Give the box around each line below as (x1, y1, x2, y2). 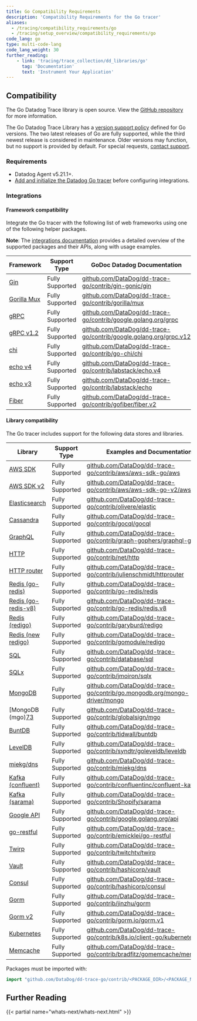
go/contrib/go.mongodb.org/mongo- (86, 688, 189, 697)
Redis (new (9, 631, 40, 639)
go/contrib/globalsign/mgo (86, 713, 161, 721)
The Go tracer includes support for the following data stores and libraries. (6, 430, 184, 437)
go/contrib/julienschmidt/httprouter (86, 570, 184, 578)
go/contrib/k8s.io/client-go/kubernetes (86, 933, 196, 941)
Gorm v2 (9, 912, 33, 920)
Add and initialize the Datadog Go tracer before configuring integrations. (14, 177, 190, 184)
